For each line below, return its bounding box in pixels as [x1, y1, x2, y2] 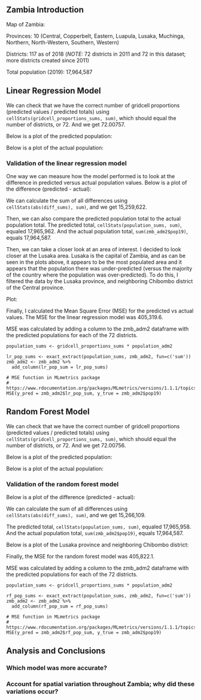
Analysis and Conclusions [6, 646, 106, 656]
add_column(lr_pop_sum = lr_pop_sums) [11, 364, 109, 370]
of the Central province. [6, 284, 65, 291]
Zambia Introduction [6, 5, 84, 15]
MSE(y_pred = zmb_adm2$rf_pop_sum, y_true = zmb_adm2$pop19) [6, 630, 162, 636]
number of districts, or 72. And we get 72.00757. [6, 121, 126, 128]
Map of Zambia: [6, 20, 45, 28]
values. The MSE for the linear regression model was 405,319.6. [6, 313, 163, 320]
